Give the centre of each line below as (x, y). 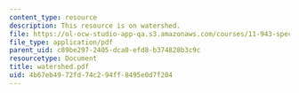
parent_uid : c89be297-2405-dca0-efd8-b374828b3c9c (105, 50)
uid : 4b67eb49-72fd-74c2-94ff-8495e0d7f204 (91, 75)
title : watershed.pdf (49, 67)
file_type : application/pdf (61, 42)
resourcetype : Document (53, 58)
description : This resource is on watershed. (95, 26)
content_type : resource (53, 17)
